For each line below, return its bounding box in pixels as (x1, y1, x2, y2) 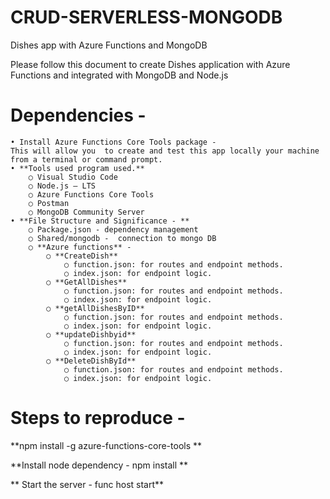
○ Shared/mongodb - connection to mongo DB (28, 233, 217, 243)
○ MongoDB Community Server (28, 207, 145, 217)
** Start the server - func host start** (10, 478, 165, 490)
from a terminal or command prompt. (10, 154, 163, 165)
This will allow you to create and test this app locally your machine (10, 146, 320, 156)
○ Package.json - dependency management (28, 224, 199, 235)
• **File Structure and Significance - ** (10, 216, 190, 226)
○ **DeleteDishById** (46, 356, 137, 366)
